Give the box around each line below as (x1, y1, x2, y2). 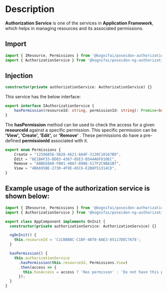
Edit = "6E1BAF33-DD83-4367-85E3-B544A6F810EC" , (14, 156, 117, 162)
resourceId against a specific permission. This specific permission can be (5, 127, 157, 133)
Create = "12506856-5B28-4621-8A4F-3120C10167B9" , (14, 152, 121, 157)
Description (5, 3, 55, 15)
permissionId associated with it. (22, 137, 88, 143)
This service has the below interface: (5, 94, 81, 100)
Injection (5, 71, 33, 80)
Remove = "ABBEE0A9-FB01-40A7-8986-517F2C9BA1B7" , (14, 161, 121, 166)
